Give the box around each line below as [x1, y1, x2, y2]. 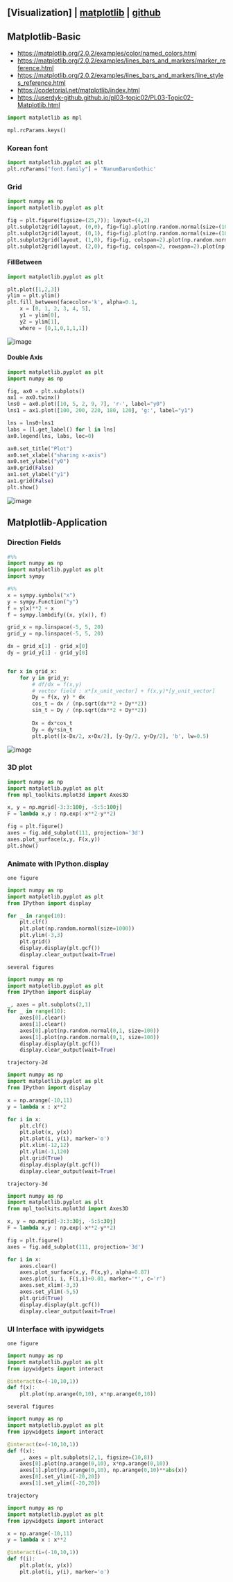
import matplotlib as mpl [7, 114, 82, 122]
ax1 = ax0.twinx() [7, 394, 60, 401]
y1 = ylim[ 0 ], [19, 312, 60, 319]
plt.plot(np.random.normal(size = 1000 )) [19, 925, 135, 933]
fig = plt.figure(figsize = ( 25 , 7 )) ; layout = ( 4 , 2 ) [7, 217, 150, 224]
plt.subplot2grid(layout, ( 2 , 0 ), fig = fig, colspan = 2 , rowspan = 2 [7, 243, 197, 250]
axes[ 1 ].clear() [19, 1020, 67, 1027]
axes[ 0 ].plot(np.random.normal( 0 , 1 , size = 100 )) [19, 1027, 159, 1034]
